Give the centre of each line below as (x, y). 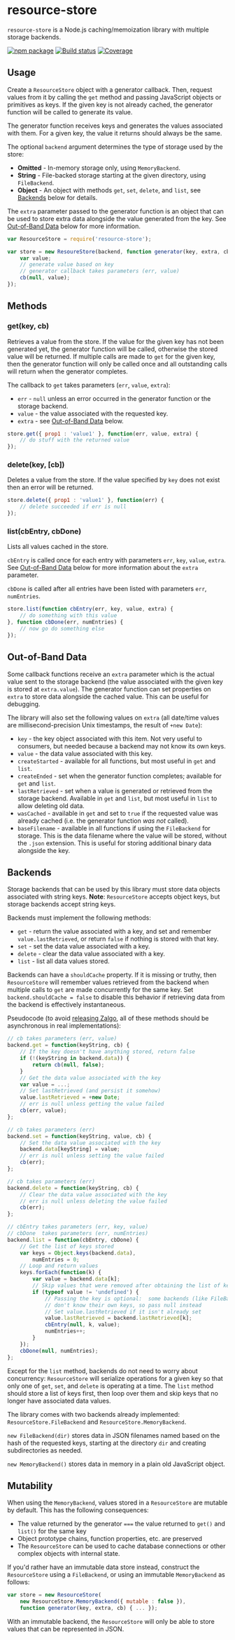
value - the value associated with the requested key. (93, 414)
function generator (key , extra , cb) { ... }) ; (89, 1608)
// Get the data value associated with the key (90, 1078)
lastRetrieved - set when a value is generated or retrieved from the (115, 791)
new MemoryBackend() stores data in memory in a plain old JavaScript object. (116, 1464)
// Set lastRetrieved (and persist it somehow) (90, 1091)
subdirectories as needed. (45, 1450)
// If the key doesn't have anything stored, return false (108, 1052)
